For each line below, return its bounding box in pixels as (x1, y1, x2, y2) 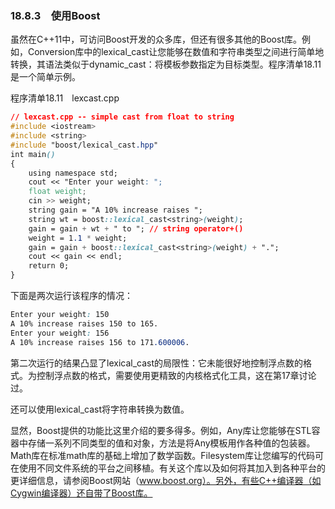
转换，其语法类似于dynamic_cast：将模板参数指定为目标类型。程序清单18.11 (10, 58, 322, 71)
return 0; (28, 261, 70, 271)
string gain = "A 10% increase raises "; (28, 205, 203, 216)
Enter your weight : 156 (10, 328, 110, 338)
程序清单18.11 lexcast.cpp (10, 92, 120, 104)
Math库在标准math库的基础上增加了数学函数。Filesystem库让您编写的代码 (10, 449, 316, 461)
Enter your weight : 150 (10, 310, 110, 320)
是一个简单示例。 (10, 71, 81, 83)
